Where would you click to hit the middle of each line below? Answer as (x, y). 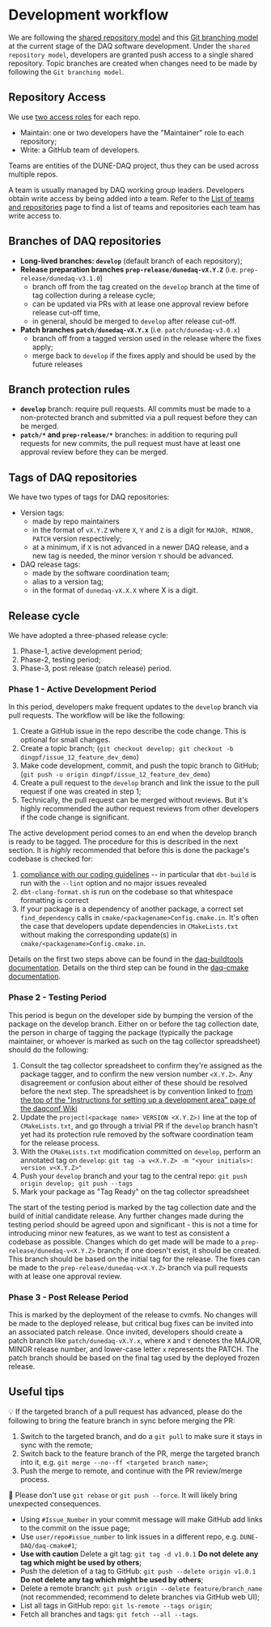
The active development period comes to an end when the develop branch (133, 833)
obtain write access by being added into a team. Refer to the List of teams (131, 198)
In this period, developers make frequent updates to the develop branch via (133, 707)
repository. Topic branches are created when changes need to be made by (133, 63)
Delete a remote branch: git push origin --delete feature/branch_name (141, 1588)
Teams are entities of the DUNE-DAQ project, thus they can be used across (133, 165)
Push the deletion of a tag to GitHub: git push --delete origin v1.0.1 (138, 1571)
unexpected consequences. (55, 1503)
